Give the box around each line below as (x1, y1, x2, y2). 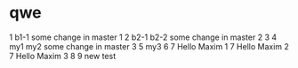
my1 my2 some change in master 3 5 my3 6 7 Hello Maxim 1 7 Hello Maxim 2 (9, 41, 289, 51)
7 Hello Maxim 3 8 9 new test (9, 50, 117, 61)
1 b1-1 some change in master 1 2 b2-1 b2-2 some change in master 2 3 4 (9, 32, 278, 42)
